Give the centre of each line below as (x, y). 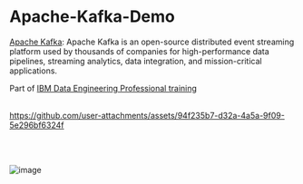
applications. (33, 71)
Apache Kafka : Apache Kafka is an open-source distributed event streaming (152, 42)
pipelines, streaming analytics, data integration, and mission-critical (136, 61)
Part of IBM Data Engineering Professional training (103, 88)
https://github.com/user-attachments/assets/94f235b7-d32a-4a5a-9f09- (147, 115)
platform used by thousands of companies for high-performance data (139, 51)
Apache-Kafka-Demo (92, 17)
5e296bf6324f (37, 125)
